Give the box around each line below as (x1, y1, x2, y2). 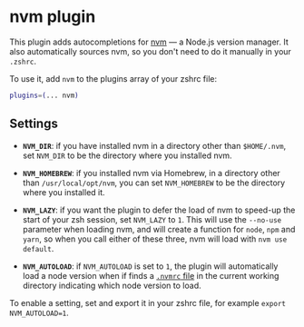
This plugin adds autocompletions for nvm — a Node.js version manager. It (9, 36, 289, 47)
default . (22, 243, 54, 253)
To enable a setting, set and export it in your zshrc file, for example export (9, 297, 286, 308)
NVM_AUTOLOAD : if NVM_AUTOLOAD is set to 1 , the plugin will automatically (22, 261, 279, 272)
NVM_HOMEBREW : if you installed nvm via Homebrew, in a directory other (22, 167, 281, 178)
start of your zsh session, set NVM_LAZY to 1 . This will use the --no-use (22, 213, 282, 224)
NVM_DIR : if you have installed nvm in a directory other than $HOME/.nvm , (22, 140, 287, 151)
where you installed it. (22, 186, 106, 197)
